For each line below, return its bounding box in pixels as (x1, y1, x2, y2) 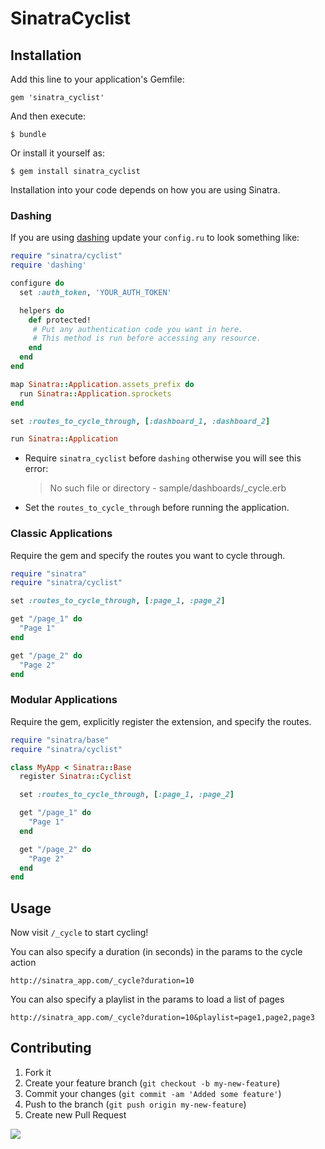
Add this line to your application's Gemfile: (10, 73, 185, 85)
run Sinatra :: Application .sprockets (19, 388, 172, 399)
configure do (10, 278, 65, 289)
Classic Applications (10, 527, 113, 541)
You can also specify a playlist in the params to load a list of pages (10, 993, 285, 1006)
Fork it (24, 1066, 52, 1078)
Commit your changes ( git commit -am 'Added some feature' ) (24, 1087, 282, 1099)
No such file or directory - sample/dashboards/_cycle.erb (49, 482, 287, 494)
